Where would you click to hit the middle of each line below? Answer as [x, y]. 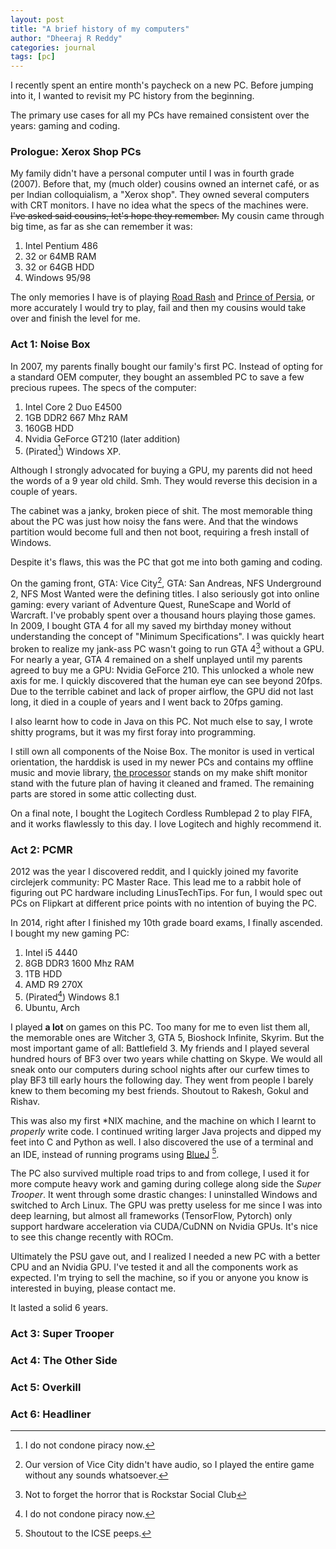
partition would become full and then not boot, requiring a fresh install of [160, 532]
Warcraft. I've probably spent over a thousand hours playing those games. [163, 615]
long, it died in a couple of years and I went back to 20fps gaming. [147, 702]
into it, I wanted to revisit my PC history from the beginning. [132, 96]
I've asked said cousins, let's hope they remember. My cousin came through [167, 216]
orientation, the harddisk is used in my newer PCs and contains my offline [162, 762]
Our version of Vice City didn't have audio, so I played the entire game [169, 1465]
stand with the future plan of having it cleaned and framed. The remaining [162, 783]
